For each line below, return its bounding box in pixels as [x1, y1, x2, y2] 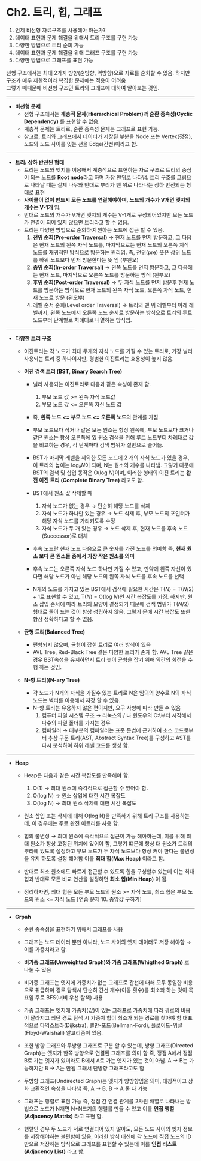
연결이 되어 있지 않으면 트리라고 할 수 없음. [30, 219, 129, 226]
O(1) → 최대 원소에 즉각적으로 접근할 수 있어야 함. [32, 784, 148, 792]
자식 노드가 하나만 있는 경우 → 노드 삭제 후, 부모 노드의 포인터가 [41, 509, 190, 517]
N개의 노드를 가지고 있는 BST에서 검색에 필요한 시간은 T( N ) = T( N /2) [32, 585, 194, 592]
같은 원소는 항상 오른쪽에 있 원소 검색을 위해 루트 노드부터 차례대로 [32, 434, 188, 441]
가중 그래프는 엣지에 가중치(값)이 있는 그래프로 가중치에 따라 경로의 [23, 1007, 179, 1014]
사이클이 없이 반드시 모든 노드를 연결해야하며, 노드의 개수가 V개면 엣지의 [23, 196, 190, 203]
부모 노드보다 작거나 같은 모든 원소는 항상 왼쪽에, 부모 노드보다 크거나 [32, 426, 194, 433]
